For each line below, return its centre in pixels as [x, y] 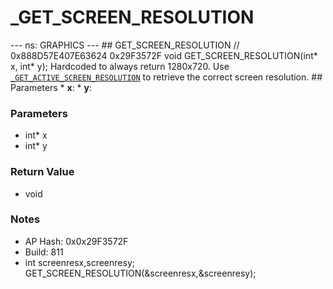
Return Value [42, 172]
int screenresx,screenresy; [79, 262]
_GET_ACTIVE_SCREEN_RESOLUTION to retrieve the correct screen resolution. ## [166, 77]
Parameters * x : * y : [51, 87]
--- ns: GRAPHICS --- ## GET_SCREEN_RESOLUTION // [125, 45]
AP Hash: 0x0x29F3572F [76, 241]
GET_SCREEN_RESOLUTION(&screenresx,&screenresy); [140, 273]
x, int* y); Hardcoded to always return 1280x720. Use [120, 66]
